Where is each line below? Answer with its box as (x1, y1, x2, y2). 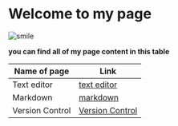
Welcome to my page (8, 5, 152, 23)
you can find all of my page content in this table (8, 46, 170, 56)
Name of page (14, 65, 70, 77)
